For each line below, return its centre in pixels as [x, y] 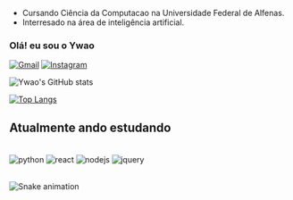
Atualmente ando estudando [90, 127]
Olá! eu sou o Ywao [52, 46]
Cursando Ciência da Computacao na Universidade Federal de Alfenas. [153, 13]
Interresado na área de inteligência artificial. [103, 22]
